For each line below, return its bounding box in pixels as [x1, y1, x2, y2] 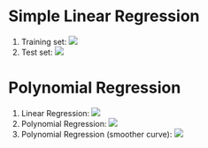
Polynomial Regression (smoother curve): [20, 129, 173, 139]
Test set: [20, 47, 53, 57]
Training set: [20, 36, 67, 47]
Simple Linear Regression [8, 6, 200, 26]
